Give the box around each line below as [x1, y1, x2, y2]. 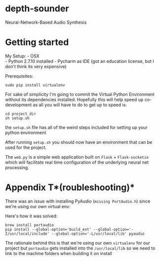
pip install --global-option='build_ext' [5, 227, 92, 232]
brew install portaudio [5, 222, 54, 227]
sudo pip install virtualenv [5, 83, 65, 87]
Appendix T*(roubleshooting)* [5, 182, 135, 193]
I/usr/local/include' [5, 231, 50, 236]
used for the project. [5, 144, 47, 150]
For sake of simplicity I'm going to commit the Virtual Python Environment [5, 91, 155, 97]
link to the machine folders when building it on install [5, 250, 112, 256]
